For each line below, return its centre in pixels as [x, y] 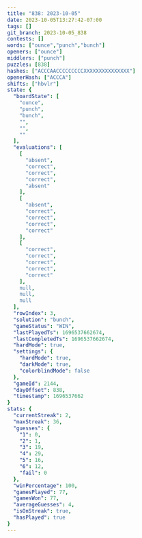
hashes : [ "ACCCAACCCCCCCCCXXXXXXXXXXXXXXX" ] [71, 71]
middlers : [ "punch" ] [37, 58]
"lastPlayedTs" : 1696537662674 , [59, 332]
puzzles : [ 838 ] [29, 65]
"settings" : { [33, 352]
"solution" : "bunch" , [44, 320]
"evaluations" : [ [38, 148]
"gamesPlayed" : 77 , [41, 492]
